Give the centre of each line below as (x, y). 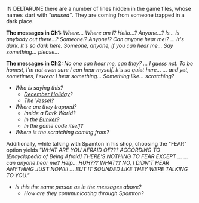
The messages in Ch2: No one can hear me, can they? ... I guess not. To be (100, 63)
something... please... (33, 52)
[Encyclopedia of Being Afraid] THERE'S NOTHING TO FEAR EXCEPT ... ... (97, 156)
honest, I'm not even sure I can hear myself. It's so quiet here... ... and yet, (98, 70)
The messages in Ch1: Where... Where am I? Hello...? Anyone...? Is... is (93, 33)
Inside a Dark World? (50, 113)
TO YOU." (18, 175)
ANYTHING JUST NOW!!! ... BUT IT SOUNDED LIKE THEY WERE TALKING (97, 169)
